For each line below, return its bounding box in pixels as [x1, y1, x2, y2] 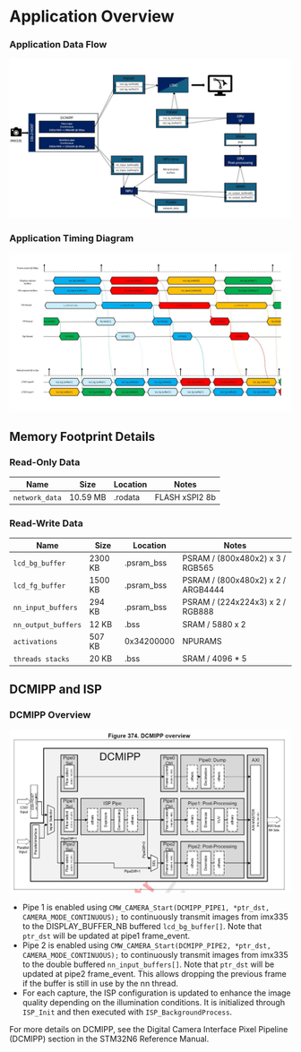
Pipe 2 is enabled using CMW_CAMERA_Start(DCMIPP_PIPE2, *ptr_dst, [21, 940, 271, 951]
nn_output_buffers [13, 620, 82, 629]
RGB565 [182, 562, 214, 573]
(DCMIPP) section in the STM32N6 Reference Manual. [9, 1033, 210, 1045]
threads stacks [13, 655, 70, 664]
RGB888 [182, 607, 214, 617]
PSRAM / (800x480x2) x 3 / [182, 553, 287, 564]
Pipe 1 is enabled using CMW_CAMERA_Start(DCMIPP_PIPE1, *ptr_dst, [21, 902, 271, 913]
